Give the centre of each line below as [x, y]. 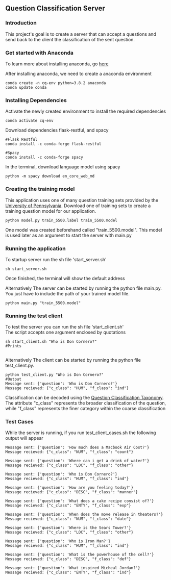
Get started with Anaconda [40, 53]
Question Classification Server [55, 8]
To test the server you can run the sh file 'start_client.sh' [65, 327]
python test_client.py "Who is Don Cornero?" [54, 375]
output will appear [24, 438]
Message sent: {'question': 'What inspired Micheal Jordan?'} [73, 568]
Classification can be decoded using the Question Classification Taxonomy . [85, 398]
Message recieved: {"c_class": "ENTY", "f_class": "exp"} [68, 506]
